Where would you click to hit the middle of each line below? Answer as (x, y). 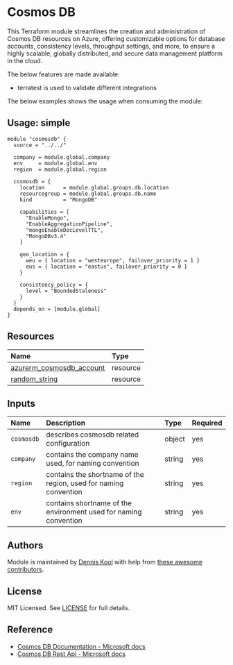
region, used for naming (85, 483)
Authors (25, 545)
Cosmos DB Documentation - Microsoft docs (81, 646)
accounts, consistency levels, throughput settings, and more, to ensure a (111, 46)
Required (207, 423)
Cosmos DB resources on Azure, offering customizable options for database (116, 38)
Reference (30, 630)
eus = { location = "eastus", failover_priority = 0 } (106, 267)
